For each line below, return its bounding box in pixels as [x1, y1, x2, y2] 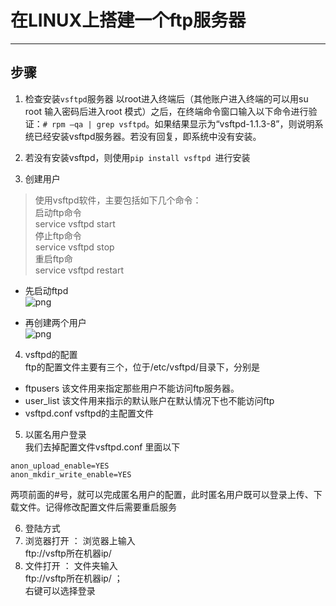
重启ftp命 [34, 252, 73, 265]
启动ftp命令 [34, 206, 82, 218]
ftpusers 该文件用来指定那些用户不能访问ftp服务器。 [24, 382, 240, 394]
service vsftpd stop [34, 241, 115, 253]
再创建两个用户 [24, 316, 87, 328]
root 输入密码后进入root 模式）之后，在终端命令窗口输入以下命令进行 [24, 105, 309, 117]
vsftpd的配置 [24, 348, 78, 360]
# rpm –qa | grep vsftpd [42, 119, 147, 130]
